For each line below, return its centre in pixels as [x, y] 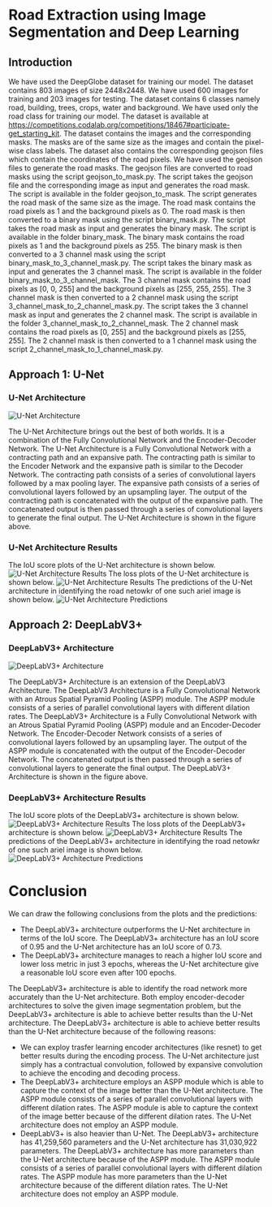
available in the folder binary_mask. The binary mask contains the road [127, 237]
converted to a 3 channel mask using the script [87, 254]
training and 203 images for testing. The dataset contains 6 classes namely [134, 99]
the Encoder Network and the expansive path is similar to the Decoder [126, 465]
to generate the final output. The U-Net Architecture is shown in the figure [132, 517]
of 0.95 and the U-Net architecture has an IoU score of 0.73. [121, 946]
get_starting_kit [34, 133]
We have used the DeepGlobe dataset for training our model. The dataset [131, 82]
